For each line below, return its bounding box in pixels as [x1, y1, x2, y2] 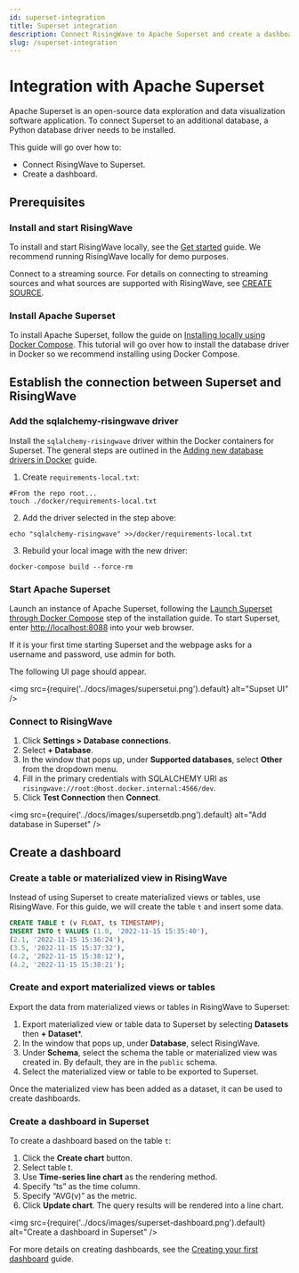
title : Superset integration [9, 21, 117, 30]
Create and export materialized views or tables [9, 981, 216, 994]
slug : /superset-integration [9, 37, 117, 47]
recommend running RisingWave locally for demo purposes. [9, 250, 230, 261]
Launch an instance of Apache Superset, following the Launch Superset [9, 604, 273, 614]
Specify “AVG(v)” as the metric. [21, 1190, 138, 1201]
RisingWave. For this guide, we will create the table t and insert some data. [9, 901, 284, 912]
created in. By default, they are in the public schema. [21, 1056, 218, 1067]
